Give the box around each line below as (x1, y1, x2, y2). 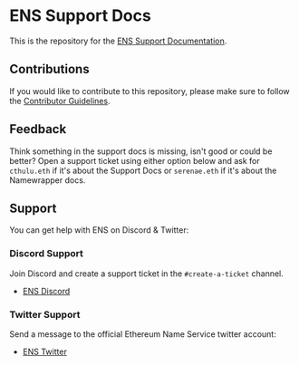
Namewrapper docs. (9, 174, 86, 186)
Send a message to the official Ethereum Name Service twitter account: (9, 328, 276, 340)
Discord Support (9, 247, 84, 260)
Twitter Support (9, 308, 81, 321)
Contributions (9, 62, 90, 77)
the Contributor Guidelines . (9, 95, 111, 106)
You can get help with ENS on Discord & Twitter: (9, 225, 189, 235)
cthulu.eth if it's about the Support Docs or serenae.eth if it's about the (9, 165, 277, 176)
